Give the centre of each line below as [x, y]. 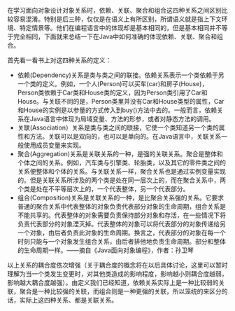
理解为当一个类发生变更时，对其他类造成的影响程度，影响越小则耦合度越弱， [117, 274]
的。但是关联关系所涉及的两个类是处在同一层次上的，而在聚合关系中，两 [121, 180]
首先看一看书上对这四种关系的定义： [59, 60]
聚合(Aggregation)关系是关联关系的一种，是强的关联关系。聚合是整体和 [120, 154]
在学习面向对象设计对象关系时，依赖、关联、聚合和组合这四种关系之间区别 [114, 10]
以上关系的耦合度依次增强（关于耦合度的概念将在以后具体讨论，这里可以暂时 [117, 265]
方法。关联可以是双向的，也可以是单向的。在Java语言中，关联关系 [126, 136]
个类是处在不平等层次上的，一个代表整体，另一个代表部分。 [103, 189]
